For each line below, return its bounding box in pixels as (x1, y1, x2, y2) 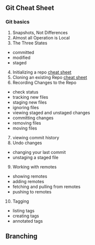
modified (12, 55, 31, 60)
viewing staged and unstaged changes (12, 110, 90, 115)
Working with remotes (12, 164, 57, 170)
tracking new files (12, 94, 48, 100)
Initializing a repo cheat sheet (12, 69, 72, 75)
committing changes (12, 114, 54, 121)
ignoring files (12, 104, 39, 110)
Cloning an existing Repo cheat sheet (12, 74, 87, 80)
